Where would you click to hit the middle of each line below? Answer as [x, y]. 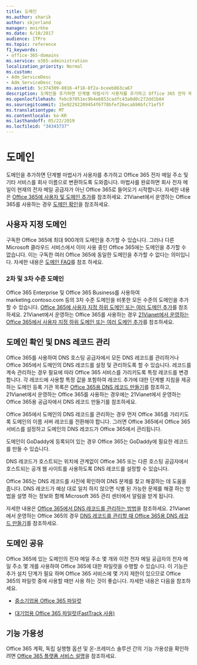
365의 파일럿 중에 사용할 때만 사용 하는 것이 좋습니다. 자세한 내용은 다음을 [91, 581]
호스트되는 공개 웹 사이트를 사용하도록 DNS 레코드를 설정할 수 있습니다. [88, 468]
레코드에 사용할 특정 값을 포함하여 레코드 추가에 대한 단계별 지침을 [105, 380]
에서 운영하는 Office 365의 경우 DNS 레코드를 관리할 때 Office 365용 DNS [92, 516]
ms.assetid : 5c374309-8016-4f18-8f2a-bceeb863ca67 [69, 88]
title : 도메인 [21, 11]
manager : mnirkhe [27, 28]
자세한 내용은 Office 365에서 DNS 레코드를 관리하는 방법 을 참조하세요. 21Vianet [98, 508]
